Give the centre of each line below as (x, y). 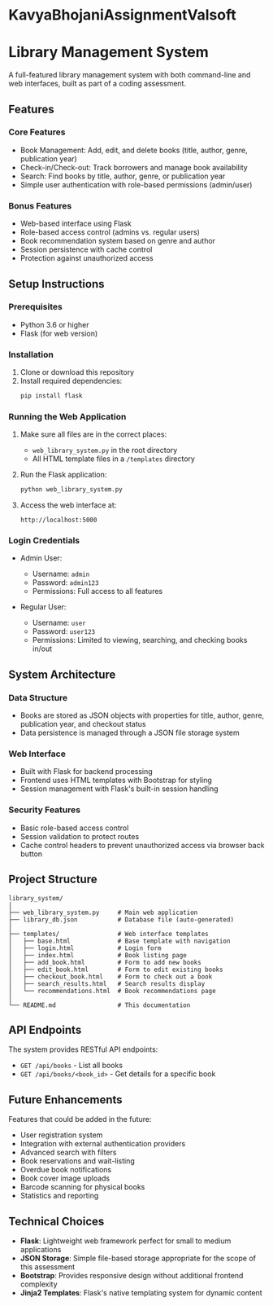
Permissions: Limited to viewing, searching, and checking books (140, 640)
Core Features (37, 132)
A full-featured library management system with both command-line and (130, 75)
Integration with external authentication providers (103, 1144)
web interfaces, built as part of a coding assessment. (97, 84)
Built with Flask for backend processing (86, 772)
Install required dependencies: (71, 381)
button (31, 854)
